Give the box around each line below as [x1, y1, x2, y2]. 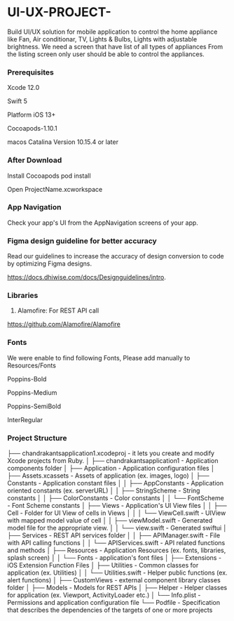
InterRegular [7, 415, 43, 424]
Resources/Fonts [7, 361, 56, 370]
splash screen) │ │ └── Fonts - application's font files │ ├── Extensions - [7, 554, 222, 562]
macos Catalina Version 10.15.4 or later [7, 138, 119, 146]
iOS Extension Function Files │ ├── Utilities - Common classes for [7, 561, 199, 570]
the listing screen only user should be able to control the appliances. [7, 50, 205, 58]
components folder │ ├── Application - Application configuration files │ [7, 464, 215, 473]
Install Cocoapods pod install [7, 171, 91, 180]
